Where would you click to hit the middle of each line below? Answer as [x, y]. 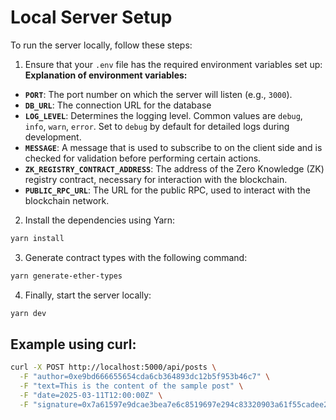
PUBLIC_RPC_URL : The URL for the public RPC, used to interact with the [168, 190]
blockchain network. [67, 200]
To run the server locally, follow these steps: [101, 45]
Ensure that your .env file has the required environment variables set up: [173, 64]
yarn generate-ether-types [66, 276]
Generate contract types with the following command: [136, 257]
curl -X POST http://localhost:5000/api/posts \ [113, 367]
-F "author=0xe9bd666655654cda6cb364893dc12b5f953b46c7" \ [145, 377]
